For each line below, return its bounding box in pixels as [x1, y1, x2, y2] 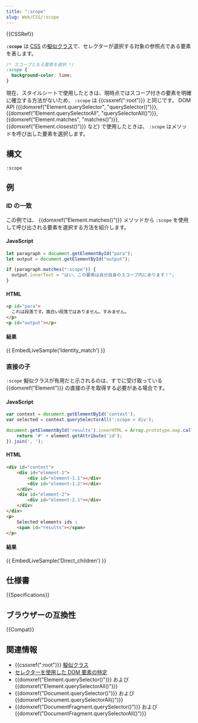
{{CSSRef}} [6, 30, 34, 37]
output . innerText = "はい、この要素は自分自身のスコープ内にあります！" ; [11, 272, 175, 278]
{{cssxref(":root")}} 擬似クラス [14, 661, 89, 669]
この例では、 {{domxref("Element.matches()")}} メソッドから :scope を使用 [6, 216, 189, 223]
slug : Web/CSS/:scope [6, 14, 60, 20]
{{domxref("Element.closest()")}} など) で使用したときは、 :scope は [6, 123, 172, 130]
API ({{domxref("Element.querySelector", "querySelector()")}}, [6, 104, 158, 110]
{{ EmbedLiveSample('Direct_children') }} [6, 557, 107, 564]
